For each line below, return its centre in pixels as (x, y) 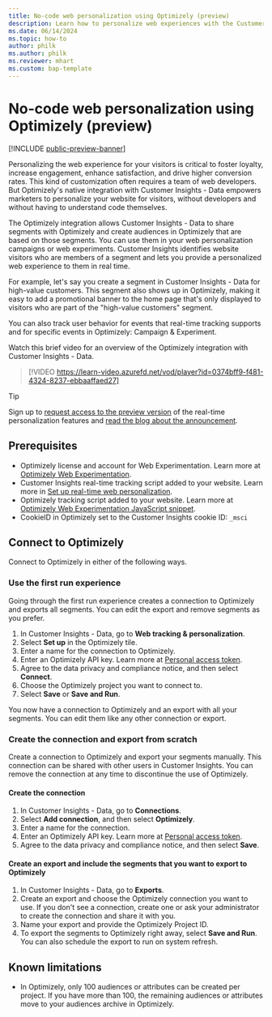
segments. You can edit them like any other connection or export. (117, 718)
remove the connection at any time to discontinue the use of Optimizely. (128, 774)
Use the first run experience (65, 583)
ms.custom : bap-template (50, 69)
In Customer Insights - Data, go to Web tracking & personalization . (132, 634)
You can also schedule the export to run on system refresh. (119, 942)
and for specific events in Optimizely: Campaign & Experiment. (113, 331)
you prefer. (27, 617)
